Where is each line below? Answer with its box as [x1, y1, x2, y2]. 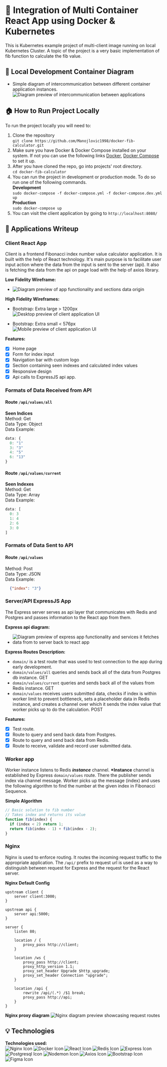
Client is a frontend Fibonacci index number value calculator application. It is [5, 251, 163, 257]
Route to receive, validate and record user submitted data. [12, 742, 132, 748]
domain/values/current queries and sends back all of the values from [12, 680, 155, 686]
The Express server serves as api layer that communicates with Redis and [5, 609, 157, 615]
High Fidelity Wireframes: [5, 296, 60, 302]
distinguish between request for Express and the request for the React [5, 865, 150, 871]
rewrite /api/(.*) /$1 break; [23, 990, 86, 995]
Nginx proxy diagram [5, 1012, 50, 1018]
